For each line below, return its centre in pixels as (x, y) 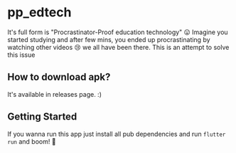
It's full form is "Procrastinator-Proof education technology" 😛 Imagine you (118, 32)
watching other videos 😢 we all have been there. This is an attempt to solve (118, 47)
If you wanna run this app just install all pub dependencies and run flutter (117, 134)
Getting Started (42, 117)
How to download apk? (59, 77)
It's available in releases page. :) (54, 94)
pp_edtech (39, 12)
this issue (21, 55)
